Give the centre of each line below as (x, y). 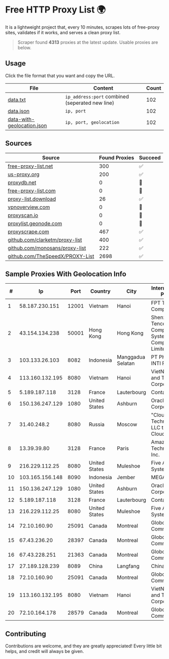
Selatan (126, 363)
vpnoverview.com (29, 207)
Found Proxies (116, 158)
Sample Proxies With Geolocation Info (66, 274)
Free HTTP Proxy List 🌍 (56, 10)
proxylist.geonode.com (35, 223)
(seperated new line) (90, 103)
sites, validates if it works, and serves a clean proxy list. (63, 32)
